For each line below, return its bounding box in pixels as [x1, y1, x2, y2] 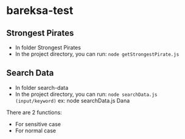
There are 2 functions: [6, 109, 62, 116]
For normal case [15, 127, 57, 134]
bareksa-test [6, 4, 74, 18]
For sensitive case [15, 120, 61, 127]
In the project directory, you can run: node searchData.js [15, 90, 158, 98]
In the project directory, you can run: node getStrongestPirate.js [15, 50, 180, 58]
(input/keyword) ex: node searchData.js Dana [15, 97, 130, 104]
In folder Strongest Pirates [15, 44, 81, 51]
